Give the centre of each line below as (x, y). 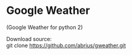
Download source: (29, 39)
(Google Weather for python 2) (45, 27)
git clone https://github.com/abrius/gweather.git (66, 45)
